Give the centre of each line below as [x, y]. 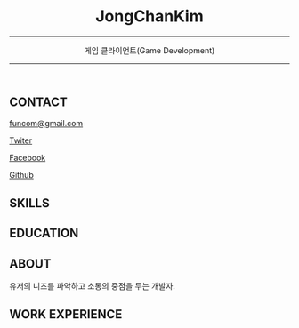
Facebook [28, 158]
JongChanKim [149, 16]
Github [21, 175]
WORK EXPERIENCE [66, 314]
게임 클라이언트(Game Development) [149, 50]
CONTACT [39, 102]
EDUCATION [44, 233]
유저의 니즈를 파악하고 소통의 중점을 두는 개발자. [93, 285]
